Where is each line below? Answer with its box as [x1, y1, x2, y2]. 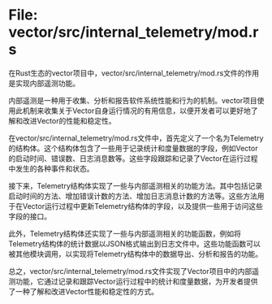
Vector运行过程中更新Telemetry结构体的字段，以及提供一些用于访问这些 [22, 201, 264, 211]
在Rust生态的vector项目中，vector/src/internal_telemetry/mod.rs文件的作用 [8, 67, 260, 78]
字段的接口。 [8, 211, 51, 221]
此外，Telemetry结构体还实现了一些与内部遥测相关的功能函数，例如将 [8, 228, 242, 238]
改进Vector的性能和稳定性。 [22, 115, 116, 125]
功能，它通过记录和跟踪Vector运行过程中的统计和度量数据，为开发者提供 [15, 276, 258, 286]
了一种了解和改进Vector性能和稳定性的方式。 [8, 286, 159, 296]
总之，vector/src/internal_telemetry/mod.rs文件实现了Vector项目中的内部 [8, 266, 253, 276]
